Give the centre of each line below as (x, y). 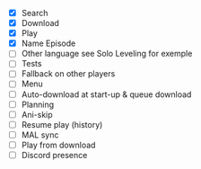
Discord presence (54, 155)
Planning (38, 104)
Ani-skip (37, 114)
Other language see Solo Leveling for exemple (107, 54)
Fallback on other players (68, 74)
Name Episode (48, 43)
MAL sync (40, 135)
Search (35, 13)
